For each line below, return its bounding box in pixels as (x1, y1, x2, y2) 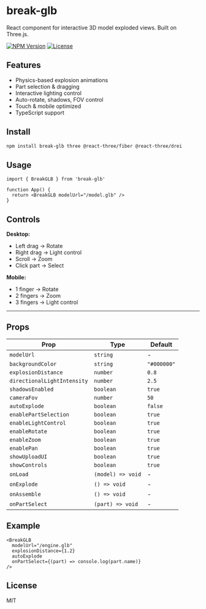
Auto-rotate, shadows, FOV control (15, 96, 104, 103)
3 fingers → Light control (15, 298, 78, 306)
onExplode (9, 480, 38, 488)
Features (6, 60, 41, 70)
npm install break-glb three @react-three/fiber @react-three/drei (6, 143, 183, 149)
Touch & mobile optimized (15, 102, 82, 110)
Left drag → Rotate (15, 243, 63, 250)
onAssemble (9, 491, 41, 497)
